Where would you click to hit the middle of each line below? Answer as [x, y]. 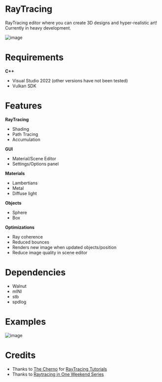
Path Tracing [25, 134]
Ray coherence [27, 237]
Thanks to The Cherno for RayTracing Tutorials [59, 369]
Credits [20, 355]
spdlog [19, 302]
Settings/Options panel [35, 164]
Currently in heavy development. [38, 28]
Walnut [19, 286]
